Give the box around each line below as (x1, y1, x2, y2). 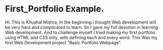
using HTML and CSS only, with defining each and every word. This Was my (5, 35, 158, 40)
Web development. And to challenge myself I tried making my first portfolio (5, 29, 156, 35)
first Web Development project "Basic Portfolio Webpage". (5, 39, 122, 45)
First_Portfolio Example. (5, 3, 104, 14)
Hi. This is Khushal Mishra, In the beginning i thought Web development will (5, 19, 156, 25)
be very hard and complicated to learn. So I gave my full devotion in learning (5, 24, 158, 30)
